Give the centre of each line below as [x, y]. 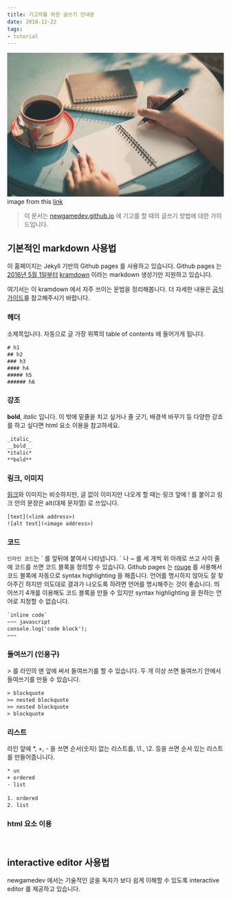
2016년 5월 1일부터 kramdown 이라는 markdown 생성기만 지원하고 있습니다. [110, 275]
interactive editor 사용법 [58, 862]
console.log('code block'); [47, 629]
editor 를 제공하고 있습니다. [44, 889]
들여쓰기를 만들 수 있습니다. [44, 679]
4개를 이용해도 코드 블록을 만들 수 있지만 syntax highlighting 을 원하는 [120, 593]
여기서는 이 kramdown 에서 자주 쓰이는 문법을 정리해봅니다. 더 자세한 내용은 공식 [115, 289]
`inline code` [27, 615]
